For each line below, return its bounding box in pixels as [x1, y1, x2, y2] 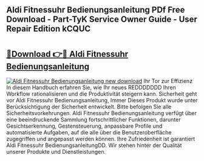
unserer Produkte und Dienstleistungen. [6, 148, 106, 155]
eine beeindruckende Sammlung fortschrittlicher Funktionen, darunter [6, 116, 181, 123]
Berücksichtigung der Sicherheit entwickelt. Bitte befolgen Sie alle [6, 103, 172, 110]
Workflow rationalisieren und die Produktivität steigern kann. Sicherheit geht [6, 90, 197, 97]
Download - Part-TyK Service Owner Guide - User [6, 15, 197, 25]
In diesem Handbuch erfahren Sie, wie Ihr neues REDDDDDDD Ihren [6, 84, 176, 91]
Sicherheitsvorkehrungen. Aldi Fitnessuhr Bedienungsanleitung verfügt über [6, 110, 197, 117]
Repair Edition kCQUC [6, 24, 91, 34]
